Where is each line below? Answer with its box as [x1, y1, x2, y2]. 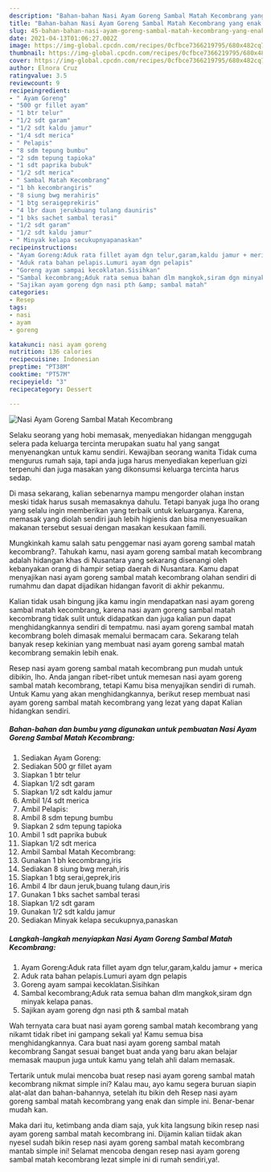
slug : [9, 27, 27, 35]
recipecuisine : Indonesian [9, 356, 100, 364]
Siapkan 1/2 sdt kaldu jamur [20, 788, 113, 797]
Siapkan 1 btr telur [20, 770, 81, 780]
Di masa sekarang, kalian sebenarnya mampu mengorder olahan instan [9, 488, 244, 498]
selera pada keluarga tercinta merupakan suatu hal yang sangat [9, 438, 220, 448]
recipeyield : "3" [9, 377, 68, 386]
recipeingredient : [9, 86, 71, 95]
